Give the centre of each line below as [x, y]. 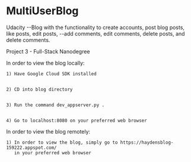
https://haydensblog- [147, 142]
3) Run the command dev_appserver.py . [55, 105]
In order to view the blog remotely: [48, 131]
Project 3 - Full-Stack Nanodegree [48, 51]
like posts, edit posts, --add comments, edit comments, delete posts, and [95, 33]
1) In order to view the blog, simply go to [62, 142]
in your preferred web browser [53, 153]
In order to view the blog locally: [45, 63]
